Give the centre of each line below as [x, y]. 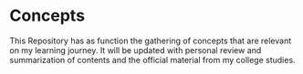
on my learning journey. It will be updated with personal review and [136, 50]
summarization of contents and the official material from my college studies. [152, 60]
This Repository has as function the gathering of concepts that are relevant [151, 41]
